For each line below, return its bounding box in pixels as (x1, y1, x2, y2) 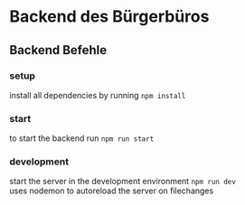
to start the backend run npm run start (9, 133, 155, 144)
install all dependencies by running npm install (9, 89, 186, 100)
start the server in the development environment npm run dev (9, 176, 237, 187)
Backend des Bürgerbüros (9, 6, 210, 27)
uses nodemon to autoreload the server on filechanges (9, 185, 214, 196)
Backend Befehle (9, 42, 108, 58)
